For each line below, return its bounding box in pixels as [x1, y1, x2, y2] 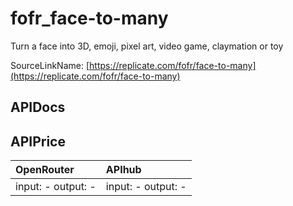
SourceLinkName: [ [10, 59, 90, 71]
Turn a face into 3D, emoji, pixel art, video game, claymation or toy [10, 40, 284, 52]
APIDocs [10, 99, 66, 116]
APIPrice [10, 133, 66, 150]
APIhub [105, 163, 142, 177]
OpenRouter [15, 163, 75, 177]
